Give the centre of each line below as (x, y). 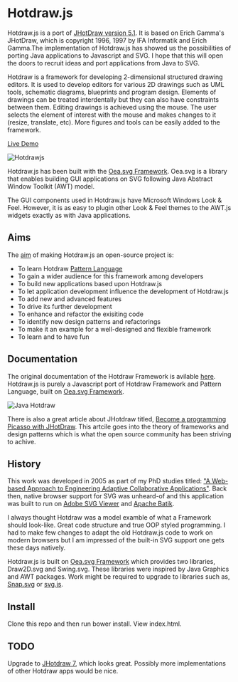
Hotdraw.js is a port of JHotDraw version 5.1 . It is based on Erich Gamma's (116, 33)
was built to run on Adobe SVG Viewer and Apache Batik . (91, 504)
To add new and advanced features (70, 299)
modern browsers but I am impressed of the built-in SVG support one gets (116, 540)
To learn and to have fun (54, 337)
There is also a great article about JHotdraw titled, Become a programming (117, 419)
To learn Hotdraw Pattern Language (70, 268)
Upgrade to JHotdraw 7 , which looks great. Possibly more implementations (117, 663)
